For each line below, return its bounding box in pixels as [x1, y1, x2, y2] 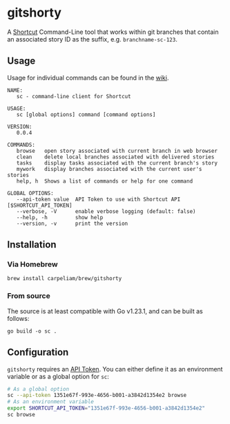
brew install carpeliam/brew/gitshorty [7, 275, 122, 282]
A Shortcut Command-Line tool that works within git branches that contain [7, 28, 219, 36]
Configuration [7, 347, 69, 358]
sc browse [7, 412, 36, 418]
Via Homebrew [7, 259, 58, 269]
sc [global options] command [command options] [16, 111, 156, 118]
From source [7, 291, 50, 301]
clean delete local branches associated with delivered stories [16, 154, 215, 160]
